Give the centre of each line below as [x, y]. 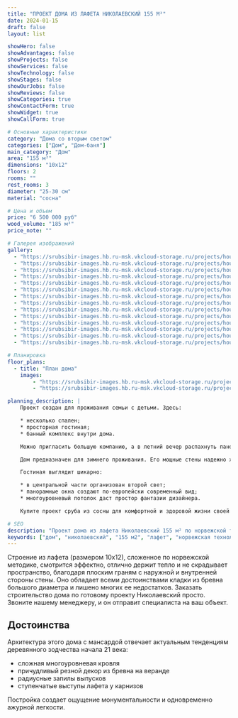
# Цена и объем [30, 211]
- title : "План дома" [46, 369]
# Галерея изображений [41, 244]
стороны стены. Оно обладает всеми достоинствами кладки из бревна [115, 580]
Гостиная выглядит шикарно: [61, 472]
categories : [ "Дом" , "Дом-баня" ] [57, 145]
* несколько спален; [50, 420]
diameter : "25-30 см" [39, 191]
